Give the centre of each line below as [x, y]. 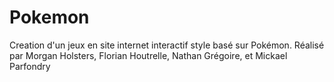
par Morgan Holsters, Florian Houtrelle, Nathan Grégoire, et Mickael [148, 55]
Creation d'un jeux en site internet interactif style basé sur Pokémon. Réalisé [167, 45]
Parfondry [30, 66]
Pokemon [49, 17]
